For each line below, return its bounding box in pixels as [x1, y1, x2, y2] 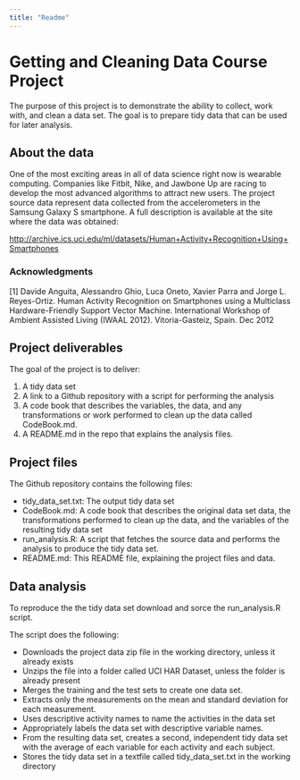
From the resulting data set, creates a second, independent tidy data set [21, 733, 288, 743]
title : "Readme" [9, 13, 70, 22]
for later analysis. [9, 119, 73, 130]
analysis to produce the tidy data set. [21, 543, 159, 555]
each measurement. [21, 704, 96, 715]
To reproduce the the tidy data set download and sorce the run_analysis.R [9, 603, 281, 614]
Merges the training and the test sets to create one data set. [21, 685, 243, 696]
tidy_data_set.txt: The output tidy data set [21, 496, 175, 506]
